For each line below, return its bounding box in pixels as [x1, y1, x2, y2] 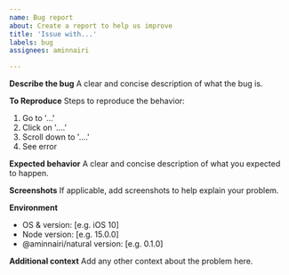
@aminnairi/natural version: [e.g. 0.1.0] [21, 239, 164, 249]
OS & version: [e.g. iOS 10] [21, 220, 120, 231]
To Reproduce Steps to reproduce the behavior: [9, 95, 185, 107]
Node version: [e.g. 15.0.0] [21, 229, 119, 240]
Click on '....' [21, 122, 68, 133]
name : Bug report [9, 12, 74, 22]
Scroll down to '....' [21, 132, 91, 142]
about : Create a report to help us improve [9, 21, 173, 30]
